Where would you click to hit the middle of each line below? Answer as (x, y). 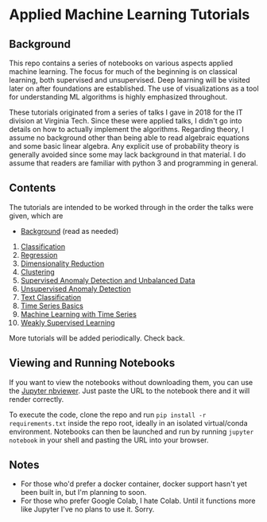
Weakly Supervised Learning (68, 322)
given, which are (36, 216)
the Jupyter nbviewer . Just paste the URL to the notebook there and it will (130, 391)
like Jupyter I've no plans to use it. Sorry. (87, 509)
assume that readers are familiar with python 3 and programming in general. (133, 163)
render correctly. (37, 399)
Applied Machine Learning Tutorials (130, 15)
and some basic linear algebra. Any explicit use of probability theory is (124, 146)
